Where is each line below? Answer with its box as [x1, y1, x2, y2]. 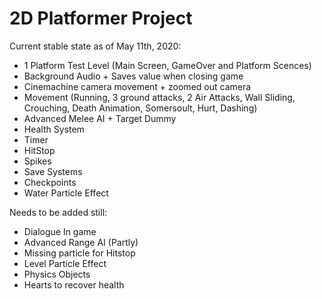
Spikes [23, 155, 52, 167]
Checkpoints [23, 176, 77, 188]
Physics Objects [23, 268, 91, 280]
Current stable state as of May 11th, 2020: [9, 40, 182, 52]
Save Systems [23, 165, 83, 177]
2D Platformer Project [9, 7, 193, 30]
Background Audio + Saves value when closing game [23, 70, 244, 82]
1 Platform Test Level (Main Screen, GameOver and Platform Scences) [23, 59, 312, 71]
